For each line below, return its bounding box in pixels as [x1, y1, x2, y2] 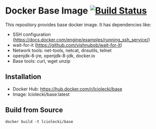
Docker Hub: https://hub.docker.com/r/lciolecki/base [12, 86, 123, 92]
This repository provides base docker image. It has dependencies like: [5, 22, 151, 28]
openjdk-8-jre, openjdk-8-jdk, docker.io [12, 53, 95, 59]
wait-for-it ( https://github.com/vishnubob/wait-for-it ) [12, 42, 123, 48]
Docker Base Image [5, 5, 88, 17]
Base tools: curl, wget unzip [12, 58, 71, 64]
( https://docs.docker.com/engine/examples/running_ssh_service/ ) [12, 37, 150, 43]
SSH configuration [12, 31, 51, 37]
